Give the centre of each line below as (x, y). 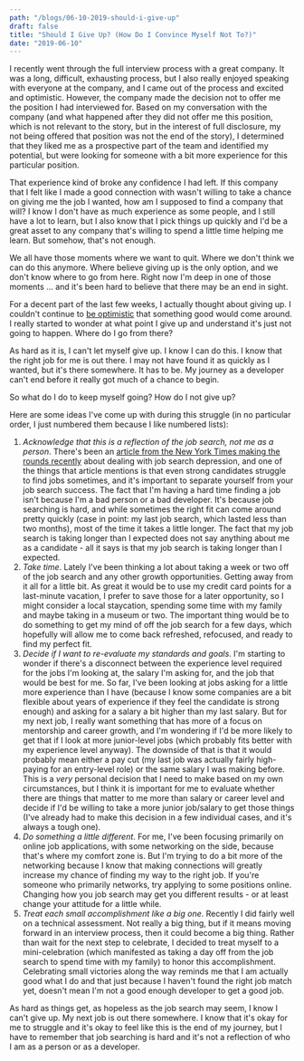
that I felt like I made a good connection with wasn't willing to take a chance (151, 192)
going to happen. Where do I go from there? (91, 333)
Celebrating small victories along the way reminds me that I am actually (155, 971)
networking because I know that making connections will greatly (142, 865)
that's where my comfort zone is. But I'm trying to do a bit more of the (152, 856)
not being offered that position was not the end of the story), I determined (147, 136)
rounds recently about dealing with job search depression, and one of (152, 461)
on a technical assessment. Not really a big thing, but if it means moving (157, 923)
